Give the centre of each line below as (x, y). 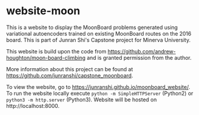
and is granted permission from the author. (139, 57)
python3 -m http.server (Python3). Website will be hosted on (82, 100)
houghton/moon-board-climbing (46, 57)
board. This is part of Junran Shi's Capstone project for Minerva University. (98, 40)
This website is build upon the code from (56, 51)
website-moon (43, 11)
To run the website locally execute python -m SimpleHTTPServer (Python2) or (100, 93)
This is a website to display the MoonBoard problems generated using (92, 27)
